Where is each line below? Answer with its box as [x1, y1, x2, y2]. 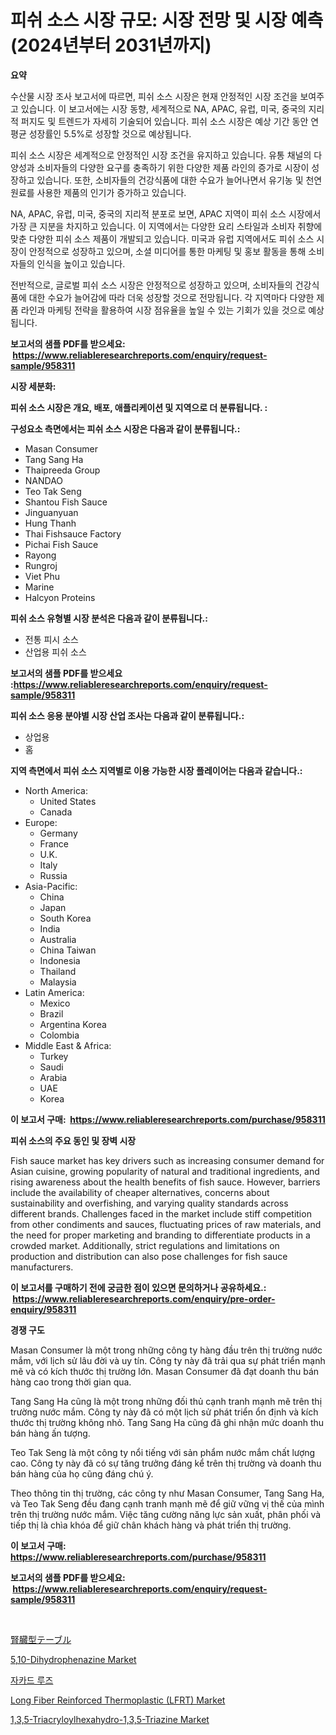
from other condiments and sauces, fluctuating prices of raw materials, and [10, 1218, 322, 1230]
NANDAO [24, 474, 64, 486]
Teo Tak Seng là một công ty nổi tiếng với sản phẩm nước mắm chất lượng [10, 1446, 316, 1458]
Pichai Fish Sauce [24, 538, 99, 550]
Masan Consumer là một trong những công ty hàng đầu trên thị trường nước [10, 1344, 323, 1356]
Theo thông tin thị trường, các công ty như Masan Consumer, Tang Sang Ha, [10, 1487, 325, 1499]
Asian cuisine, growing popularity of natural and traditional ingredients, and [10, 1165, 320, 1177]
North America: [24, 784, 88, 796]
